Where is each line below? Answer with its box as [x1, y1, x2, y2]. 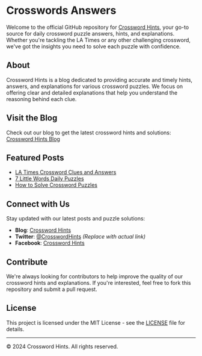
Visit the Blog [6, 113, 58, 123]
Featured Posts [6, 152, 64, 163]
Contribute [6, 257, 48, 267]
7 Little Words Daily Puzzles [14, 175, 84, 183]
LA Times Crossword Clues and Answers [14, 169, 117, 176]
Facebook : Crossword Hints [14, 239, 85, 247]
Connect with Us [6, 199, 70, 209]
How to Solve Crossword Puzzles [14, 181, 98, 189]
